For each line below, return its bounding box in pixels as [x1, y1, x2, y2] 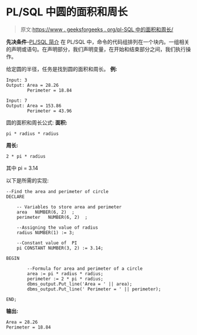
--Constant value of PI [16, 240, 77, 246]
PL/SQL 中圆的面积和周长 [6, 5, 128, 19]
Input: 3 [6, 77, 28, 83]
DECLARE [6, 194, 25, 199]
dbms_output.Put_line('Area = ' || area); [27, 281, 133, 287]
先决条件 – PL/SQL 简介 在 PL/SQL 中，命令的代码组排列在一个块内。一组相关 [6, 38, 189, 45]
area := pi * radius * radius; [27, 270, 104, 276]
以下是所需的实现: [6, 177, 49, 184]
